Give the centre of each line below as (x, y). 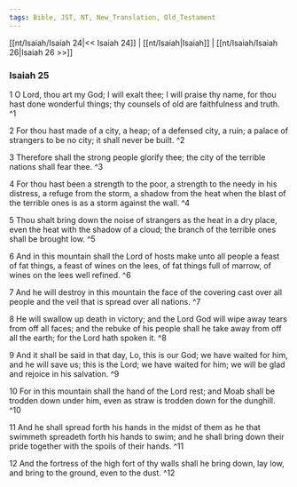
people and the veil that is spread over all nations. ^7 (105, 301)
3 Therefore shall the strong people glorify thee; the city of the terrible (137, 157)
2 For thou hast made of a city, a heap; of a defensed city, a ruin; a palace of (149, 131)
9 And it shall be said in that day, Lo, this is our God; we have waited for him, (148, 355)
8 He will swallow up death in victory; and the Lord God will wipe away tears (148, 319)
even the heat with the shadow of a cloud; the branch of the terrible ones (143, 229)
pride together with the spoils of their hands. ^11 (97, 446)
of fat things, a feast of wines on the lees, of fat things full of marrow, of (141, 265)
